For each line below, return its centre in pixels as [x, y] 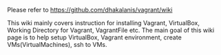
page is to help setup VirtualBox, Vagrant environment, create [95, 37]
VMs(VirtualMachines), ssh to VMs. [57, 44]
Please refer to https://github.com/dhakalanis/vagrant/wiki [90, 10]
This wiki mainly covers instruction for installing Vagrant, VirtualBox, [103, 23]
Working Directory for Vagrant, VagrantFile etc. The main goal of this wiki [111, 30]
